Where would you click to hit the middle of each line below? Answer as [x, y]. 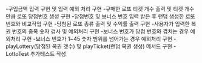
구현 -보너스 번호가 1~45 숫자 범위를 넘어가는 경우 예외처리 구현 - [99, 39]
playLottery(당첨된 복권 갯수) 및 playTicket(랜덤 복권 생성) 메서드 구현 [89, 46]
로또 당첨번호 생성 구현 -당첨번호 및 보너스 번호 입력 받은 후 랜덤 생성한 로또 [106, 16]
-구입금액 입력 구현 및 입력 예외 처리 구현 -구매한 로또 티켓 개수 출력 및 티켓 [94, 9]
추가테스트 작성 [48, 54]
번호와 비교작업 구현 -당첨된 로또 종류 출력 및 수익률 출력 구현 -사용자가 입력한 [98, 24]
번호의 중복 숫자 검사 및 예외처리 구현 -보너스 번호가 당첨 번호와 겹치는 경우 [100, 31]
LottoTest [17, 54]
